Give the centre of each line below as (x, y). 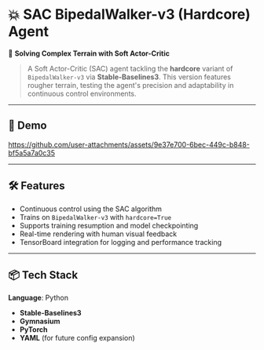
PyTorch (33, 330)
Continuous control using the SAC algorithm (91, 209)
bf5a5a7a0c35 (32, 153)
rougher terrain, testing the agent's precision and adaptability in (130, 85)
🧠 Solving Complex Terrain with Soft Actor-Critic (89, 53)
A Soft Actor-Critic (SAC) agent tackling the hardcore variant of (130, 68)
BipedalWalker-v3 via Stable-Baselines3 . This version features (129, 77)
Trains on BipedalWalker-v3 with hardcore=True (95, 217)
